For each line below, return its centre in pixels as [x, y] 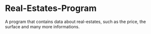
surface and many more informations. [42, 26]
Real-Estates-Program [51, 8]
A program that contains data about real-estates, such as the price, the [75, 22]
